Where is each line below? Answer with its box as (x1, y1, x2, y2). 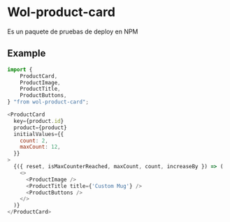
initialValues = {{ (13, 131, 64, 138)
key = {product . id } (13, 117, 64, 124)
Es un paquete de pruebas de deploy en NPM (7, 27, 138, 36)
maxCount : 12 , (20, 144, 61, 151)
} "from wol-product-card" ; (7, 98, 89, 105)
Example (7, 47, 46, 59)
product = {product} (13, 124, 68, 131)
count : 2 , (20, 137, 49, 144)
